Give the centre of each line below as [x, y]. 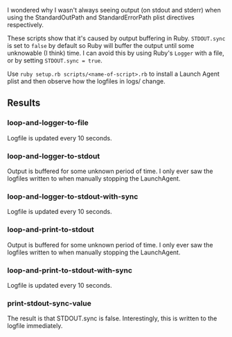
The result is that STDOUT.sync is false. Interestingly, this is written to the [112, 318]
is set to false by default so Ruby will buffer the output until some [101, 46]
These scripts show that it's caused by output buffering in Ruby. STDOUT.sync [116, 38]
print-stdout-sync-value [49, 303]
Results [24, 103]
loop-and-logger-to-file [48, 123]
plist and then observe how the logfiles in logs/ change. [86, 81]
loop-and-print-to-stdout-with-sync [70, 270]
